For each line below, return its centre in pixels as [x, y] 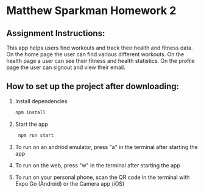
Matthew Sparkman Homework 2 [91, 11]
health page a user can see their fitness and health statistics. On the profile [100, 61]
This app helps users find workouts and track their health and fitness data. [100, 48]
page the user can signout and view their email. [66, 67]
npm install [30, 112]
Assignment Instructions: [56, 33]
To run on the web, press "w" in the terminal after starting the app [98, 165]
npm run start [36, 135]
